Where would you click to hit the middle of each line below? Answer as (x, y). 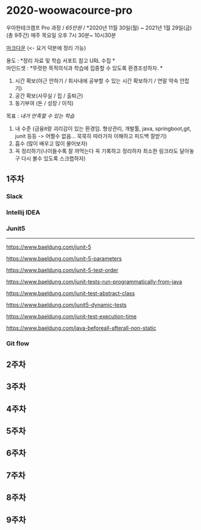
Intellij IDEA (23, 213)
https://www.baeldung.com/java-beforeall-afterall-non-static (81, 328)
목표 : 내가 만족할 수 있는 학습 (40, 116)
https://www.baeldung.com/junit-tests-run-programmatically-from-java (94, 282)
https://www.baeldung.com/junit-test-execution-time (71, 317)
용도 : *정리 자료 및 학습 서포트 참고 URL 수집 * (61, 60)
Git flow (18, 344)
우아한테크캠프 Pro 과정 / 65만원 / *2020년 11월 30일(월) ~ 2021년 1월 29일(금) (99, 27)
